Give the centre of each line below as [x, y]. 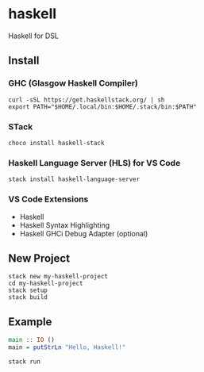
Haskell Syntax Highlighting [65, 225]
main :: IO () [32, 340]
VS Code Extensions [48, 199]
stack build [28, 297]
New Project [39, 258]
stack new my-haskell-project [58, 277]
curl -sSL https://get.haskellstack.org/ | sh [87, 100]
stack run [25, 362]
